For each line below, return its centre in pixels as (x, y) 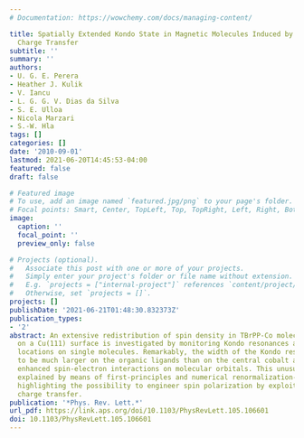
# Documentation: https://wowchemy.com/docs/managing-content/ (131, 18)
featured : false (40, 168)
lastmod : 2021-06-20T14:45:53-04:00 (78, 160)
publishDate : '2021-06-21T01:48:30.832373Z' (95, 310)
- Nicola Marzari (42, 118)
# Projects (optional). (54, 260)
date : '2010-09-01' (46, 152)
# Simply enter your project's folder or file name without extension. (152, 276)
